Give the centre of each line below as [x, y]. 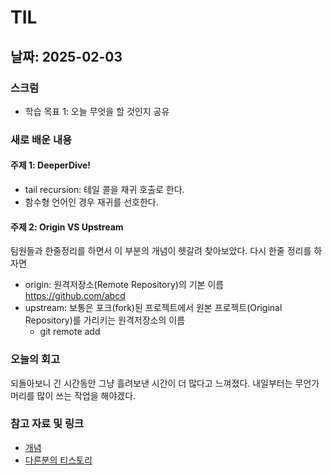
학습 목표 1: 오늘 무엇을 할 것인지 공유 [97, 111]
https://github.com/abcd [75, 296]
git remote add [70, 332]
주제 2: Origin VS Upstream [67, 227]
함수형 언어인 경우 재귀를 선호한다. [91, 202]
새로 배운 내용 [41, 139]
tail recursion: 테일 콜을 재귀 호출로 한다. [104, 189]
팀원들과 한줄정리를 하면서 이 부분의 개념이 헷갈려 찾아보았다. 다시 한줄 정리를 [161, 251]
